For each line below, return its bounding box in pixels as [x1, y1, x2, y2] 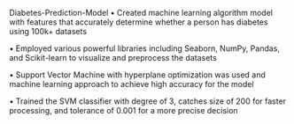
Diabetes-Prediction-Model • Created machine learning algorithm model [9, 8, 273, 18]
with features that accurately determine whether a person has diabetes [9, 17, 268, 27]
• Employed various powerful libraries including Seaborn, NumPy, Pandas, [9, 43, 281, 54]
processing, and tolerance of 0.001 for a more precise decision [9, 106, 238, 115]
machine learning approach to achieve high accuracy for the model [9, 79, 254, 89]
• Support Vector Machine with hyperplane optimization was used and [9, 69, 266, 80]
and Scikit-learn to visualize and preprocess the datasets [9, 53, 217, 62]
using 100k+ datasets [9, 26, 87, 36]
